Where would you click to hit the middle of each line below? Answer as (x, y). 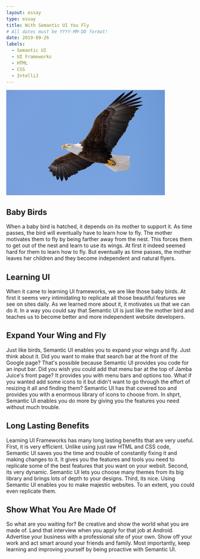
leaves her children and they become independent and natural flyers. (91, 258)
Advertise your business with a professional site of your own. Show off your (99, 537)
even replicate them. (31, 491)
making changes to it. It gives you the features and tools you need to (90, 459)
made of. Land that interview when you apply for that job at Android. (90, 530)
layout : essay (24, 13)
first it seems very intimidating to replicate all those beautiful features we (96, 298)
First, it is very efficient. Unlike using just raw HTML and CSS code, (89, 446)
